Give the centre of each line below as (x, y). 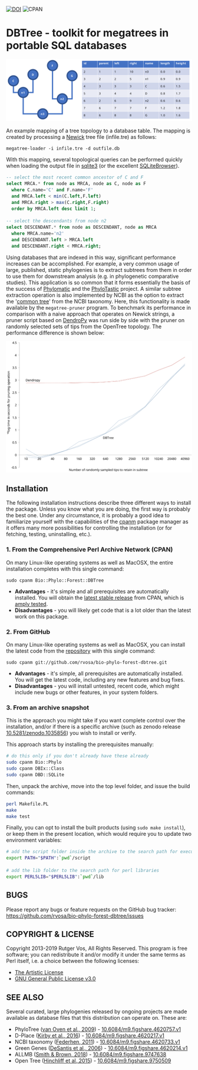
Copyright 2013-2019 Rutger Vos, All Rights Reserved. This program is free (97, 948)
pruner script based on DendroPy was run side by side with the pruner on (95, 320)
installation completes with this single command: (65, 569)
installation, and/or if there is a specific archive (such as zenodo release (93, 727)
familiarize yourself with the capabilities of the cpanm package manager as (97, 522)
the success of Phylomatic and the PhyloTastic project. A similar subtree (94, 288)
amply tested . (31, 604)
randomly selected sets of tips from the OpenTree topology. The (84, 326)
